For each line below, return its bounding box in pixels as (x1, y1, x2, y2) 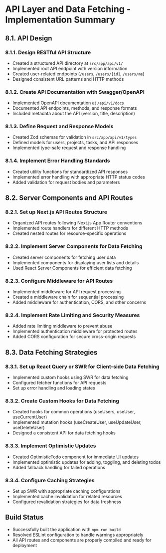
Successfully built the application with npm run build (12, 526, 121, 532)
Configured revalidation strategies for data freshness (12, 499, 121, 505)
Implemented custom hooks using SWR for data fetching (12, 374, 129, 380)
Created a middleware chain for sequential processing (12, 294, 124, 300)
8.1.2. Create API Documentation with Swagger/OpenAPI (5, 88, 145, 95)
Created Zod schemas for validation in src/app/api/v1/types (12, 134, 137, 140)
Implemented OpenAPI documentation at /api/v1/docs (12, 100, 125, 106)
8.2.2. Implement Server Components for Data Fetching (5, 243, 143, 250)
